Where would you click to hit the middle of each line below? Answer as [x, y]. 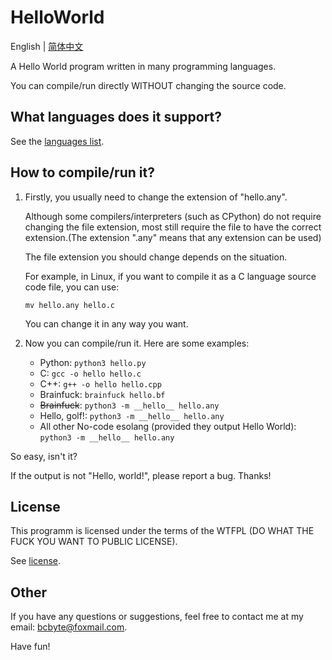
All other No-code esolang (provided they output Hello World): [168, 426]
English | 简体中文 [47, 46]
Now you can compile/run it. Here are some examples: [137, 343]
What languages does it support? [116, 117]
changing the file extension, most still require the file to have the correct [173, 227]
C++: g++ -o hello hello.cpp [100, 383]
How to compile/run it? [82, 172]
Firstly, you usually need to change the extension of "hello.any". [156, 197]
